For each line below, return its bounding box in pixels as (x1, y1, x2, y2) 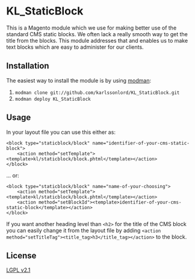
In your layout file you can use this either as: (6, 128, 116, 136)
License (6, 250, 37, 260)
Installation (6, 61, 49, 71)
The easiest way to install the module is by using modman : (6, 77, 152, 84)
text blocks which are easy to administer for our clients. (6, 43, 144, 51)
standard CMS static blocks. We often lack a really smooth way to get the (6, 30, 188, 37)
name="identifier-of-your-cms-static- (92, 140, 190, 146)
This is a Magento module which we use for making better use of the (6, 24, 177, 31)
